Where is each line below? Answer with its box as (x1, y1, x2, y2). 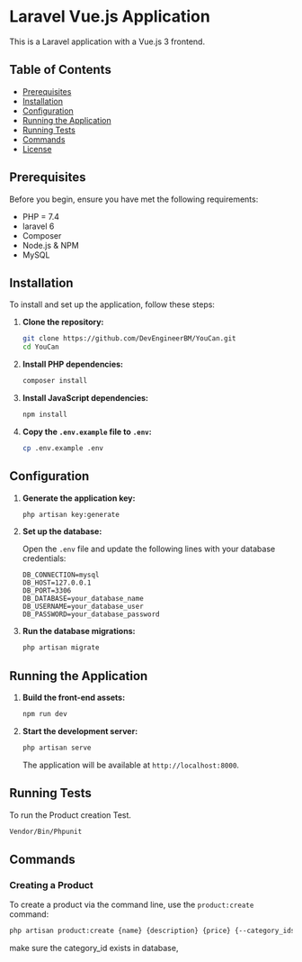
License (22, 143, 52, 154)
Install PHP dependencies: (22, 358, 124, 370)
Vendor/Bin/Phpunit (9, 827, 83, 836)
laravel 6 (22, 221, 55, 231)
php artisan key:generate (22, 510, 120, 519)
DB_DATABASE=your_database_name (22, 594, 144, 604)
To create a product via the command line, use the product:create (9, 899, 254, 911)
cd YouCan (22, 342, 60, 352)
